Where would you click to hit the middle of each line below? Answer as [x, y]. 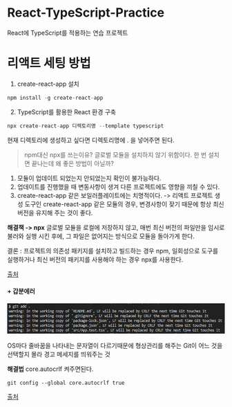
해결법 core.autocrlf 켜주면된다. [50, 369]
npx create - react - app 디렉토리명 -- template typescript [86, 126]
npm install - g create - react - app [55, 98]
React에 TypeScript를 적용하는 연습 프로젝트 [68, 33]
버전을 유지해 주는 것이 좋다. [55, 212]
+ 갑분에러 [21, 291]
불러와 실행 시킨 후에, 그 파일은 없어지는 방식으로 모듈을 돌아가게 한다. [101, 236]
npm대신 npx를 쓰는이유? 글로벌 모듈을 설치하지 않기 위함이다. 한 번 [115, 154]
